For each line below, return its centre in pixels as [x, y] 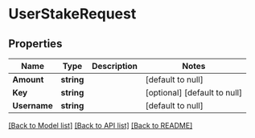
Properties [35, 44]
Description [115, 66]
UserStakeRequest [72, 14]
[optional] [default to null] [194, 93]
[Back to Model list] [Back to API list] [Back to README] [101, 126]
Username [33, 106]
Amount [28, 79]
